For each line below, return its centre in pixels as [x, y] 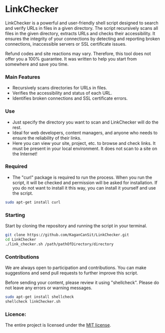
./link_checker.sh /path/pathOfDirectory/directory [59, 244]
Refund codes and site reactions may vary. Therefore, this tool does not [78, 54]
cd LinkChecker [21, 239]
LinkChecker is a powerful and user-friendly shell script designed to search [82, 23]
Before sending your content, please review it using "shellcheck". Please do [82, 282]
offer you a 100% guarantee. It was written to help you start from [71, 59]
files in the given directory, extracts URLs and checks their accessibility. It [80, 33]
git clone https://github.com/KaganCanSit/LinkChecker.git [67, 235]
